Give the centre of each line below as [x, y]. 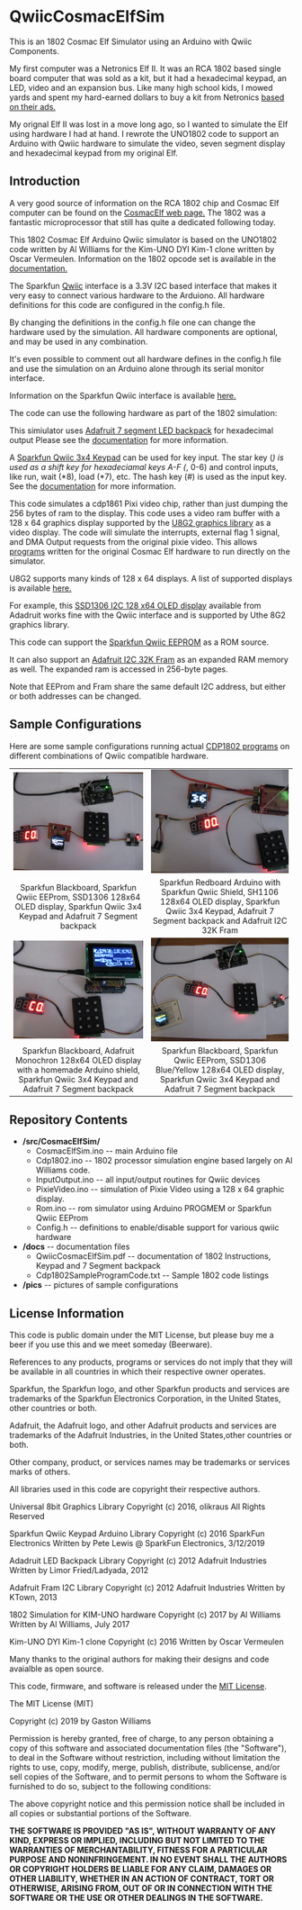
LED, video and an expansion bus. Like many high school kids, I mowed [141, 87]
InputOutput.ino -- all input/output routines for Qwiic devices [148, 1180]
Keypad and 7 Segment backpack [98, 1266]
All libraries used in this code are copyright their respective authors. [135, 1489]
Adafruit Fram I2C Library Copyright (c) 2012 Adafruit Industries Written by [147, 1588]
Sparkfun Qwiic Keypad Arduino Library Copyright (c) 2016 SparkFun [137, 1534]
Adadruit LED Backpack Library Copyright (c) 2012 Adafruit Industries [138, 1561]
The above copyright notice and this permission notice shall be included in [147, 1804]
